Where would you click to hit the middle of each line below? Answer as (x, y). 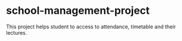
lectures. (17, 32)
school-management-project (78, 11)
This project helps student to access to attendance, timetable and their (91, 27)
